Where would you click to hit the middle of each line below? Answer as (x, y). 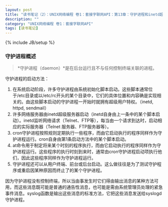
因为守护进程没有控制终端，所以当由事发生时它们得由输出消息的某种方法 (79, 181)
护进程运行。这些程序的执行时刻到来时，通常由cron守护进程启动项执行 (85, 152)
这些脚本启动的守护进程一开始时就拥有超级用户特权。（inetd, (91, 102)
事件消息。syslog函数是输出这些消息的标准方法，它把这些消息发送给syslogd (83, 194)
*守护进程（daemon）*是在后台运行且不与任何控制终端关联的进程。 (87, 68)
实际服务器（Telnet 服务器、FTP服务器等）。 (66, 127)
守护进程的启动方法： (27, 79)
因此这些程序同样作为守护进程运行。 (58, 158)
